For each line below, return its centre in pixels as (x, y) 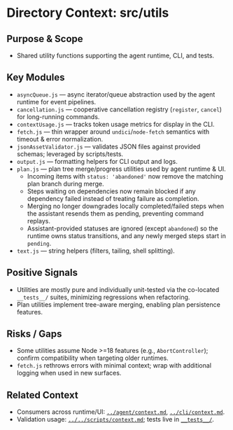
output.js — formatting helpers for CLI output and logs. (97, 161)
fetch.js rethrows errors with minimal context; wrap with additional (114, 366)
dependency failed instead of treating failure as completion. (113, 198)
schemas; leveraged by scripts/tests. (70, 154)
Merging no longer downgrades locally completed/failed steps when (126, 206)
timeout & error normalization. (59, 139)
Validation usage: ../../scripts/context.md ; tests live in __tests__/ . (115, 419)
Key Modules (36, 77)
